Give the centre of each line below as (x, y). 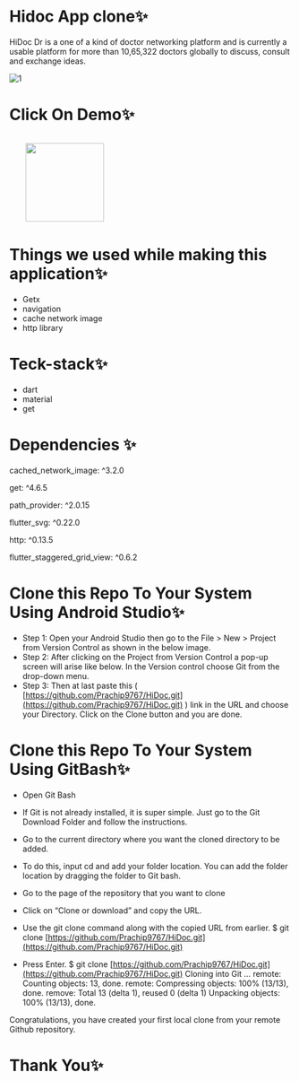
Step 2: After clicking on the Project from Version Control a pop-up (145, 657)
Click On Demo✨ (72, 115)
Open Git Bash (49, 795)
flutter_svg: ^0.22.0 (45, 522)
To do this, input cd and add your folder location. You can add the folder (155, 866)
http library (43, 327)
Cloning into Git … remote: (233, 973)
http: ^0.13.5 (31, 539)
